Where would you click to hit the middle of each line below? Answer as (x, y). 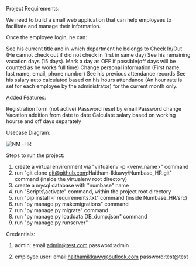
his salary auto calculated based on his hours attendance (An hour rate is (94, 80)
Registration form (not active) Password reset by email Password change (94, 109)
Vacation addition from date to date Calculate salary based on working (91, 115)
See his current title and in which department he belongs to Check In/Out (94, 49)
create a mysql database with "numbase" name (72, 185)
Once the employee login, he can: (47, 37)
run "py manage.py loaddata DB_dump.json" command (81, 216)
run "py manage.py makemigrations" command (71, 204)
